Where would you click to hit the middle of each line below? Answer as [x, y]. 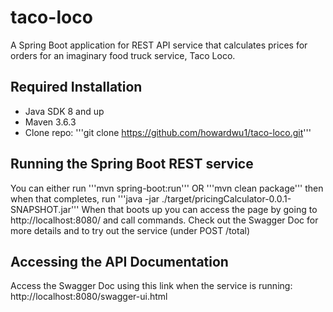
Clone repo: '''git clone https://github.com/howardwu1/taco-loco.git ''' [168, 132]
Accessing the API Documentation [119, 261]
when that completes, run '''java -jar [85, 198]
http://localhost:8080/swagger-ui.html [89, 297]
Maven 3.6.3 [50, 122]
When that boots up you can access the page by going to [199, 209]
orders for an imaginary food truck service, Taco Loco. [123, 55]
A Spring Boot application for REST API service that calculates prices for [159, 45]
